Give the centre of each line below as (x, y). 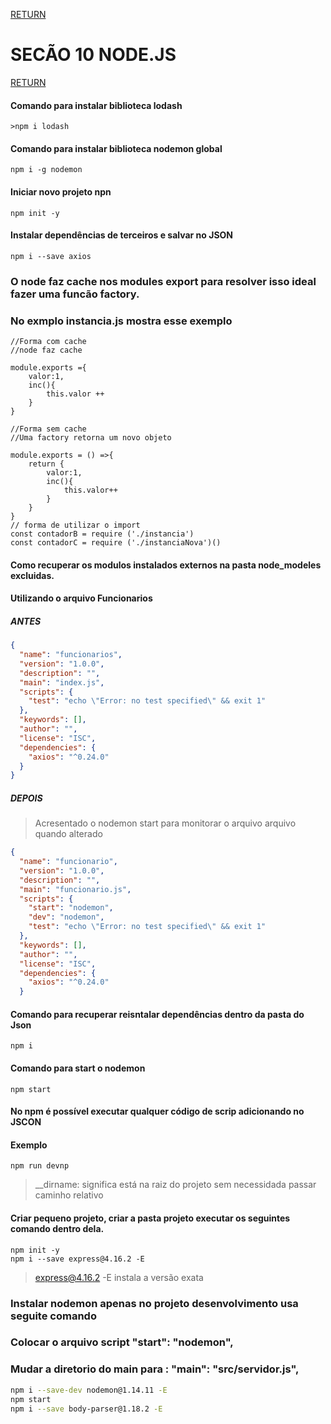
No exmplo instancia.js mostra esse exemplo (121, 321)
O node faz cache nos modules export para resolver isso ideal (163, 281)
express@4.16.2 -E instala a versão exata (119, 1277)
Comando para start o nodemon (78, 1068)
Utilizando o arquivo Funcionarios (81, 598)
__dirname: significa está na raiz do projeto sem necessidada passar (175, 1185)
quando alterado (68, 834)
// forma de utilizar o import (75, 525)
